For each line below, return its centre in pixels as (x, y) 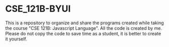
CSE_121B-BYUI (38, 9)
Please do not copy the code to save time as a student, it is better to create (83, 33)
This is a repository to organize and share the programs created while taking (84, 23)
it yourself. (16, 39)
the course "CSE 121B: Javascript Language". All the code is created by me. (84, 28)
